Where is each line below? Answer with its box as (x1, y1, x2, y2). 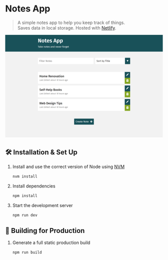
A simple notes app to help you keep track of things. (17, 19, 125, 25)
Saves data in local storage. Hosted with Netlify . (17, 24, 116, 30)
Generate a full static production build (12, 239, 90, 245)
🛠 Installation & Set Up (5, 148, 77, 156)
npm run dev (12, 212, 37, 217)
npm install (12, 193, 37, 198)
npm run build (12, 250, 42, 255)
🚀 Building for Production (5, 226, 85, 235)
